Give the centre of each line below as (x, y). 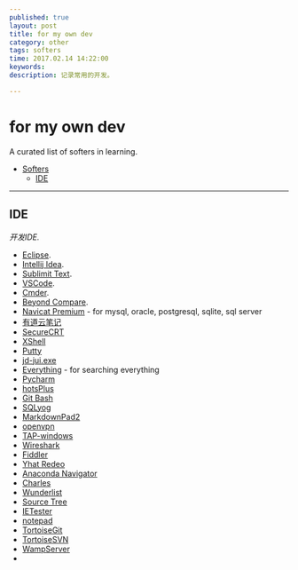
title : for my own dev (51, 34)
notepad (37, 520)
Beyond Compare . (55, 302)
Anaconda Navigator (59, 473)
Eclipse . (36, 255)
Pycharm (39, 379)
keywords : (27, 67)
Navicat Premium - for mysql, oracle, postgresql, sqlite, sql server (142, 311)
